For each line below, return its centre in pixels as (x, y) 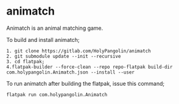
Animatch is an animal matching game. (55, 28)
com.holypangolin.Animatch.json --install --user (71, 72)
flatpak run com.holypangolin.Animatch (57, 95)
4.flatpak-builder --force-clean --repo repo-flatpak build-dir (89, 67)
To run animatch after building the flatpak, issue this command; (86, 83)
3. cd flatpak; (26, 61)
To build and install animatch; (43, 40)
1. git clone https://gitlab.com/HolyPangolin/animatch (79, 51)
